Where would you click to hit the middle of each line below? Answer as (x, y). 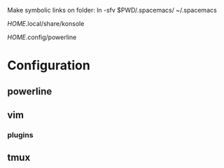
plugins (20, 134)
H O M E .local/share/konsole (46, 23)
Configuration (49, 65)
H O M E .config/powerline (42, 37)
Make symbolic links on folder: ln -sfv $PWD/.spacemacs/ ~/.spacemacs (112, 10)
